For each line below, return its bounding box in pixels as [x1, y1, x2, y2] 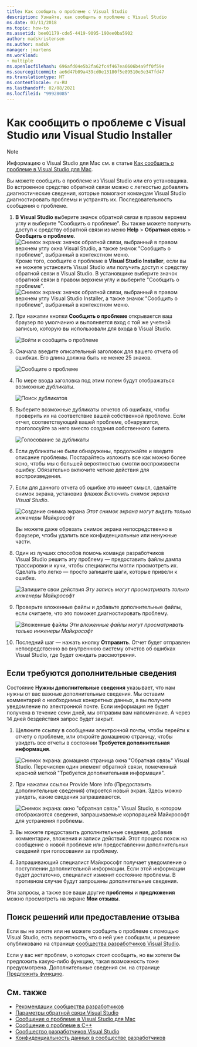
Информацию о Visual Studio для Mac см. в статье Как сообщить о [6, 159, 174, 167]
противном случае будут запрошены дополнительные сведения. [15, 878, 178, 885]
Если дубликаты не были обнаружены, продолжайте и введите [15, 447, 174, 454]
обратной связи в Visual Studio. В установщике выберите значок [15, 270, 178, 277]
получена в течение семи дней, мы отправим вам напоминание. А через [6, 709, 191, 716]
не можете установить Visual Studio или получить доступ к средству [15, 263, 188, 271]
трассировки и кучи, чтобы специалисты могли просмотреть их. [15, 561, 178, 569]
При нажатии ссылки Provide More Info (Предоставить [15, 780, 152, 787]
